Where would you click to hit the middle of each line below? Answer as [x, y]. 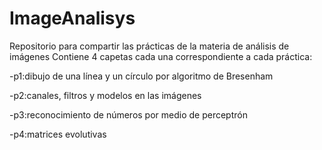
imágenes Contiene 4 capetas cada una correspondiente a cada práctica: [161, 56]
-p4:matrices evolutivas [58, 134]
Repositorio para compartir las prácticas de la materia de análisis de [149, 46]
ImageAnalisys [72, 18]
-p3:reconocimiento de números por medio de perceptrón [128, 114]
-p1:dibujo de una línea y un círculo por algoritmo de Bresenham [141, 76]
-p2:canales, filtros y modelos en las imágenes [105, 95]
